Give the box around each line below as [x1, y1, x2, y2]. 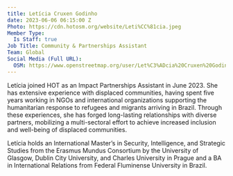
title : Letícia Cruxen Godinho [7, 10, 98, 17]
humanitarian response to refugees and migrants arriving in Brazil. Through [7, 103, 223, 111]
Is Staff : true [13, 36, 58, 43]
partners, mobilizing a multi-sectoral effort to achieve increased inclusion [7, 118, 216, 126]
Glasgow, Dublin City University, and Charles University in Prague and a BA [7, 154, 222, 162]
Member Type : [7, 29, 45, 37]
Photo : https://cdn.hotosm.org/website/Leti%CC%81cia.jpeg [7, 23, 182, 30]
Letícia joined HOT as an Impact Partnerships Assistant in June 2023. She [7, 81, 218, 89]
